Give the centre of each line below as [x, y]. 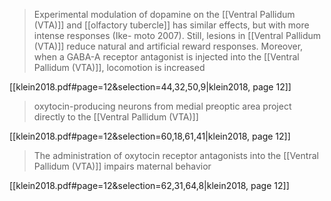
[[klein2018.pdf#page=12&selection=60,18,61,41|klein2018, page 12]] [150, 136]
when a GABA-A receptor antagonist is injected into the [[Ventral [166, 57]
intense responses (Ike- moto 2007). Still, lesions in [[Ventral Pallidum [177, 35]
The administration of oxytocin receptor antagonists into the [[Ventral [176, 155]
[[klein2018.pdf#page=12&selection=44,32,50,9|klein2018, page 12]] [150, 87]
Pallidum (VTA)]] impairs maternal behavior [122, 166]
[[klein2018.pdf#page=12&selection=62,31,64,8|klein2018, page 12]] [149, 185]
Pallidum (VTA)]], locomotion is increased [119, 67]
